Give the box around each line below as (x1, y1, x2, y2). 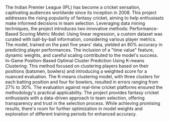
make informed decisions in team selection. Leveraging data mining (5, 20, 145, 26)
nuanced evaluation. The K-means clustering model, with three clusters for (5, 74, 160, 79)
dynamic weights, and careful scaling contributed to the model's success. (5, 52, 158, 58)
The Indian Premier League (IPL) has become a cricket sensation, (5, 5, 141, 10)
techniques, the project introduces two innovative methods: (5, 26, 129, 32)
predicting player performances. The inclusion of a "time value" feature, (5, 47, 154, 53)
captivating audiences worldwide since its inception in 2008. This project (5, 10, 157, 16)
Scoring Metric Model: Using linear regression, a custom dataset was (19, 31, 162, 37)
